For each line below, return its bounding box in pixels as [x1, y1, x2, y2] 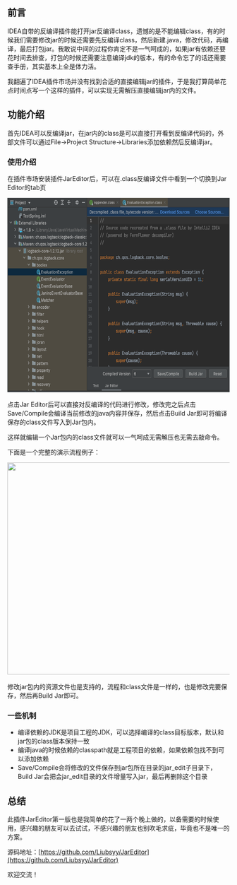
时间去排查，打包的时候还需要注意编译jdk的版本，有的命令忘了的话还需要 [13, 53, 226, 61]
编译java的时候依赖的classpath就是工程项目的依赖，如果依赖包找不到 [17, 746, 219, 754]
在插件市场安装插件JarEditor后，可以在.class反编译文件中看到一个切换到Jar [7, 174, 227, 182]
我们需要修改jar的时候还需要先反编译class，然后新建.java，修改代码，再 [13, 35, 223, 44]
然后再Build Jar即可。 [19, 691, 83, 700]
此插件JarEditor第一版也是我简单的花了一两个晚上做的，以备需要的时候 [7, 815, 213, 824]
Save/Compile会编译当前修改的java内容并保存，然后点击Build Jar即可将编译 [7, 409, 228, 417]
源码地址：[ [7, 848, 41, 857]
